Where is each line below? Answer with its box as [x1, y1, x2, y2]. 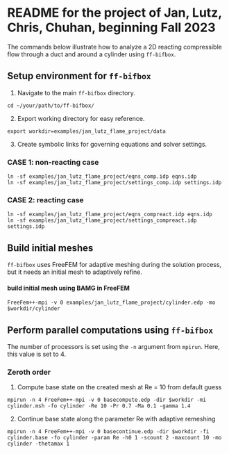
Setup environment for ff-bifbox [7, 70, 151, 82]
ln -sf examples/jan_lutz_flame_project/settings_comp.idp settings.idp [7, 179, 222, 186]
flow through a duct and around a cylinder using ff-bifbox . [7, 50, 176, 58]
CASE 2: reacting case [7, 195, 85, 204]
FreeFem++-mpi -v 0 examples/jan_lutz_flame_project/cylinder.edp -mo [7, 299, 216, 307]
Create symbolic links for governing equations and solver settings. [17, 140, 207, 148]
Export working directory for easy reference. [17, 114, 145, 122]
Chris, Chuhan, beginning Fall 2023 [7, 19, 216, 35]
